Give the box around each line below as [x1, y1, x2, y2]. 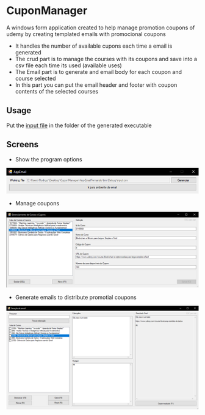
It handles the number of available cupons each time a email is [15, 42, 173, 50]
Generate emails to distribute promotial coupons [15, 294, 137, 301]
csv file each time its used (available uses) [15, 62, 122, 69]
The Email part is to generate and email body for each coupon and [15, 68, 182, 75]
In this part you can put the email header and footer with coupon [15, 81, 178, 89]
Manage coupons [15, 200, 60, 207]
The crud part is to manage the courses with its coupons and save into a [15, 55, 197, 62]
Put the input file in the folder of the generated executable [6, 122, 153, 129]
